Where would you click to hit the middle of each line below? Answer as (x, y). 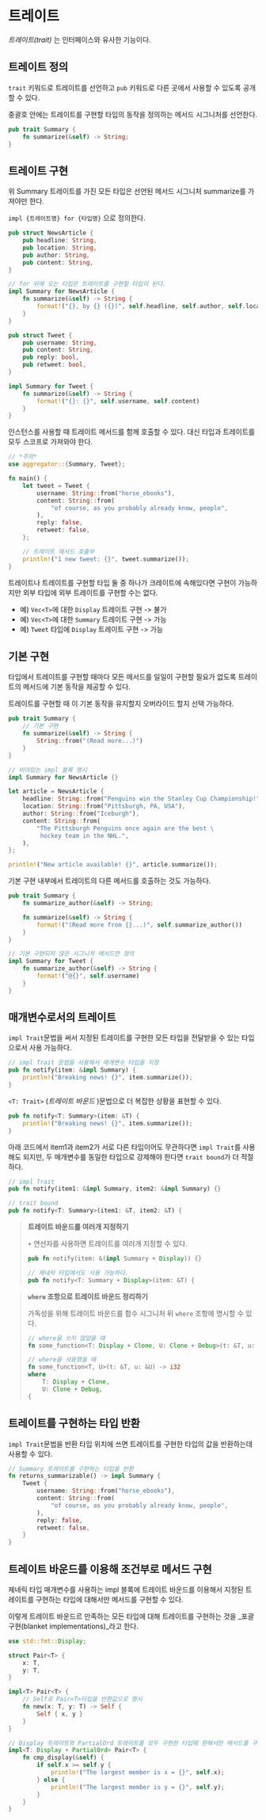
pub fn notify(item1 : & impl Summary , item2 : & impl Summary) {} (115, 1189)
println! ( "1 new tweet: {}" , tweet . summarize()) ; (106, 559)
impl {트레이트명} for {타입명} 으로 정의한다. (77, 218)
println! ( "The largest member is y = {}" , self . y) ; (137, 1787)
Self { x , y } (60, 1714)
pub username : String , (60, 343)
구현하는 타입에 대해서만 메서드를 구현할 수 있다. (109, 1599)
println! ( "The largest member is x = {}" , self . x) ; (137, 1772)
